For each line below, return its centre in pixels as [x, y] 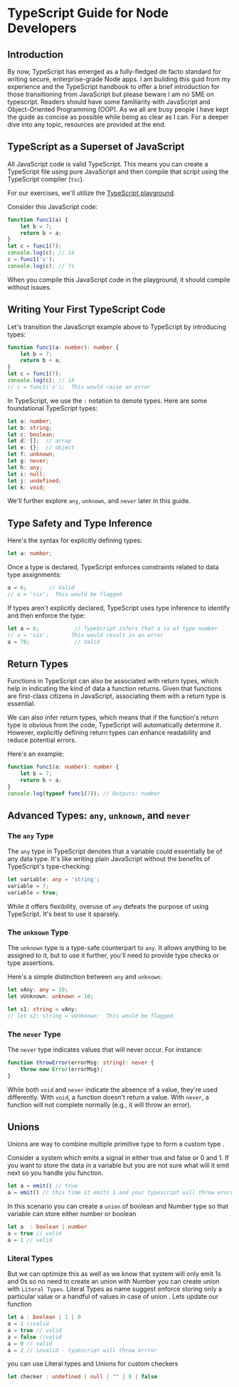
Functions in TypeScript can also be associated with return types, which [113, 681]
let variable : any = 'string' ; [54, 880]
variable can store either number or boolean [72, 1214]
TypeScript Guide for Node [88, 13]
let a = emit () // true [43, 1186]
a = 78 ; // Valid [54, 642]
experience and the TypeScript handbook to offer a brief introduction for [113, 86]
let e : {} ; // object [41, 448]
